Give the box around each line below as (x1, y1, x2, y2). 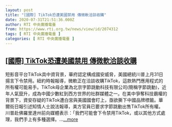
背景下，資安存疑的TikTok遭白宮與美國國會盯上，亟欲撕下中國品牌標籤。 (5, 97, 159, 103)
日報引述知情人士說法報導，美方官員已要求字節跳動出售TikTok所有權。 (14, 103, 163, 110)
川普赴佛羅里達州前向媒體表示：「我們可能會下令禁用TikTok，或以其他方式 (5, 110, 161, 116)
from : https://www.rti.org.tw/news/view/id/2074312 (5, 27, 118, 32)
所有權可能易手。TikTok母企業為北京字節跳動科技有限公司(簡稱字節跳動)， (5, 84, 162, 90)
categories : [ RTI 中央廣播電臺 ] (5, 37, 74, 42)
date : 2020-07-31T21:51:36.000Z (5, 17, 74, 22)
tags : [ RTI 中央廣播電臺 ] (5, 31, 61, 37)
